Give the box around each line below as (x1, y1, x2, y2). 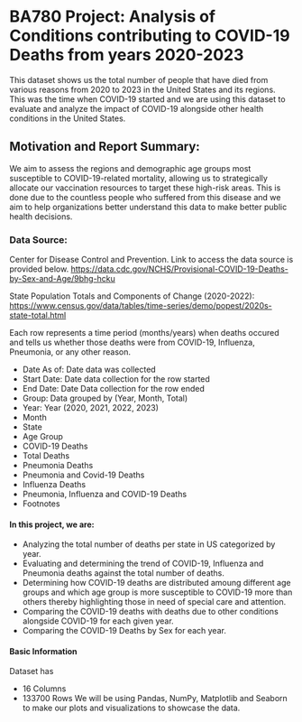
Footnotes (22, 498, 60, 509)
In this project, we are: (9, 519, 95, 530)
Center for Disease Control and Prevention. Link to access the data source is (9, 255, 294, 265)
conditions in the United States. (9, 113, 126, 124)
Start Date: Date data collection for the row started (22, 374, 210, 384)
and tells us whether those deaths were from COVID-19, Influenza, (9, 337, 255, 348)
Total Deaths (22, 450, 70, 461)
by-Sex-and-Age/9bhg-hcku (9, 273, 115, 284)
